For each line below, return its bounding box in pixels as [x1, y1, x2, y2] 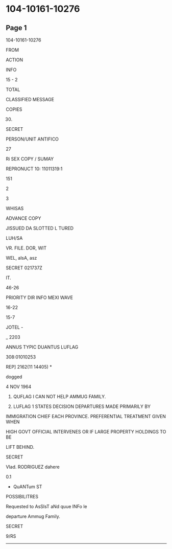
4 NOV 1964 [6, 384, 32, 390]
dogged [6, 374, 22, 380]
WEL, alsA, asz [6, 255, 37, 261]
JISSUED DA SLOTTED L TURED [6, 225, 73, 231]
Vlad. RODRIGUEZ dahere [6, 464, 60, 470]
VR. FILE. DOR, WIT [6, 245, 47, 251]
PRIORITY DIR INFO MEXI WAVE [6, 294, 73, 301]
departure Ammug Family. [6, 513, 60, 519]
